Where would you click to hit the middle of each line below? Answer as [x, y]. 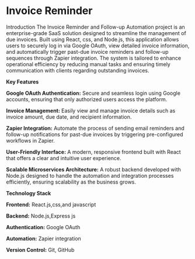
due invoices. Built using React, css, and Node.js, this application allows [93, 39]
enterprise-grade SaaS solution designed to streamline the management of [96, 33]
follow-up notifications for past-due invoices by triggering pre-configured [95, 134]
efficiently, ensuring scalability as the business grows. [71, 182]
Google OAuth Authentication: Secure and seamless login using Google [93, 93]
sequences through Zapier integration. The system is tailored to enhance [94, 58]
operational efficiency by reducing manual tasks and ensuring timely [88, 64]
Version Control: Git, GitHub [40, 250]
